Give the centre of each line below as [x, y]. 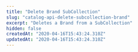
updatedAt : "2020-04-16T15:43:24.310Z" [56, 39]
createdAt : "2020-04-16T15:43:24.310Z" [56, 34]
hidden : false [24, 28]
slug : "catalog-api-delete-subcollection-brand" [68, 17]
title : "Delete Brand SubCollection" [53, 12]
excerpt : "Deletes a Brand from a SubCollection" [70, 23]
